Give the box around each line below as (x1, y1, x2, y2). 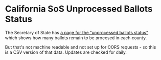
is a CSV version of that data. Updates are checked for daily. (5, 49, 127, 55)
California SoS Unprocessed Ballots (5, 3, 153, 15)
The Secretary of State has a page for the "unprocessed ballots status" (5, 30, 148, 35)
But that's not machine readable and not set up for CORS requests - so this (5, 44, 156, 50)
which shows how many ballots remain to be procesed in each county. (5, 35, 147, 41)
